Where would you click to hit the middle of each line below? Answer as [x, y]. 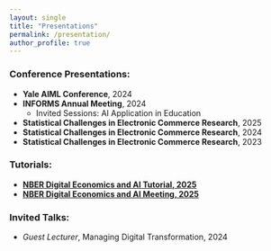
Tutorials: [31, 165]
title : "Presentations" [54, 26]
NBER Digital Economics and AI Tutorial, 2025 [109, 184]
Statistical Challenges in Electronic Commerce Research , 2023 [142, 141]
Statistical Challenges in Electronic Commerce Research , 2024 [142, 132]
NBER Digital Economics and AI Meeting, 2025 [111, 193]
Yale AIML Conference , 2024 [77, 94]
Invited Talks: [40, 217]
